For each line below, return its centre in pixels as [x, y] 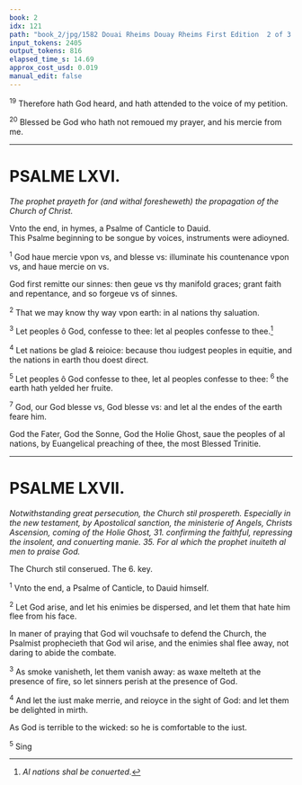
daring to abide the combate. [63, 653]
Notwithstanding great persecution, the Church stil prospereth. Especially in [150, 513]
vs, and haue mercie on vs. [59, 266]
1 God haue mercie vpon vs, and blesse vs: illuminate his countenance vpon [149, 256]
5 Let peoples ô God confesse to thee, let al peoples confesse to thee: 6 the [149, 378]
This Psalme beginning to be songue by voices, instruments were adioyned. [149, 238]
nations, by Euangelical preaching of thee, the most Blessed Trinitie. [135, 443]
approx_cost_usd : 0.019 [54, 68]
